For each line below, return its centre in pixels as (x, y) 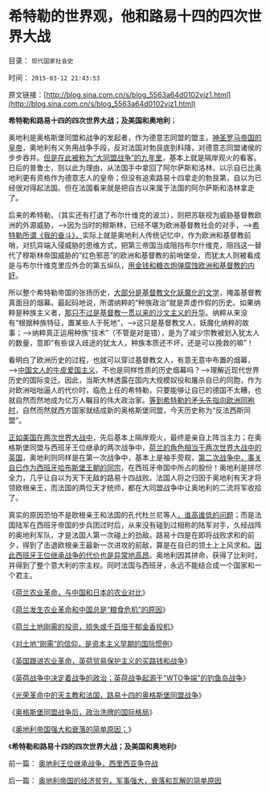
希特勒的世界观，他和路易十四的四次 (128, 17)
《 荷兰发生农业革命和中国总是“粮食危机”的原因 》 (89, 609)
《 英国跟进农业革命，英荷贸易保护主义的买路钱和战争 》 (100, 660)
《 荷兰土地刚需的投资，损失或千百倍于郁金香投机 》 (93, 626)
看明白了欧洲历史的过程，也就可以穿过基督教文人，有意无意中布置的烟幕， (131, 360)
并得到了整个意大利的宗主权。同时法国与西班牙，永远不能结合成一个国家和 (131, 565)
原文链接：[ (27, 94)
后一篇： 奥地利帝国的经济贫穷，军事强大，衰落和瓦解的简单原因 (115, 780)
